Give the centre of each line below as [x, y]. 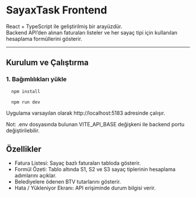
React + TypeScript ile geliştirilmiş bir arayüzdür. [64, 26]
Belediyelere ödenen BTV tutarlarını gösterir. [68, 182]
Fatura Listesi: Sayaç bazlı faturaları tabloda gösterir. [78, 163]
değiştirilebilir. [23, 131]
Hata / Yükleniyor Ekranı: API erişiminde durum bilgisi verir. [85, 188]
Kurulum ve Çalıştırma [48, 63]
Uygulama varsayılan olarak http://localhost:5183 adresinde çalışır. [85, 113]
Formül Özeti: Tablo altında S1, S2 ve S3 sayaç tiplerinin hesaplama [95, 170]
